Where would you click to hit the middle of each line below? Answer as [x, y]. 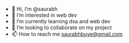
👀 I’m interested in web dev [44, 15]
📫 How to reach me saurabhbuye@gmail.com [67, 34]
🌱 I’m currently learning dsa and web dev [61, 21]
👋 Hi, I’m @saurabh [35, 9]
